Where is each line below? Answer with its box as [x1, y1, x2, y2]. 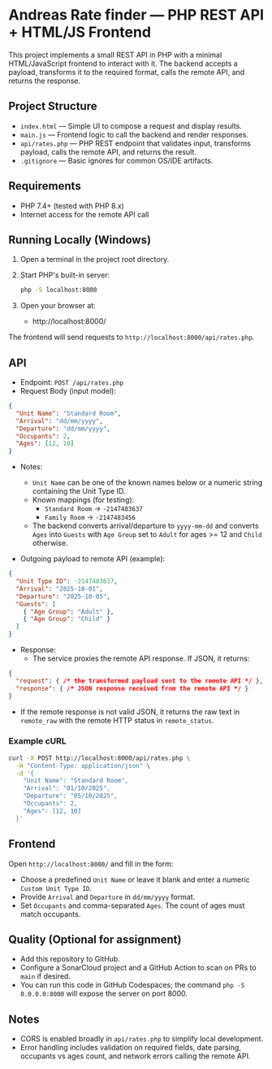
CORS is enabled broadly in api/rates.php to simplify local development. [19, 1034, 264, 1044]
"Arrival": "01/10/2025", [23, 784, 111, 792]
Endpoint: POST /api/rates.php [19, 377, 124, 387]
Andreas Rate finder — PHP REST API [8, 6, 265, 24]
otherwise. [32, 539, 68, 548]
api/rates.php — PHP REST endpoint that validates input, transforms [19, 138, 252, 148]
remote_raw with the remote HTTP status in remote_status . [19, 715, 214, 725]
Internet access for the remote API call [19, 209, 149, 219]
